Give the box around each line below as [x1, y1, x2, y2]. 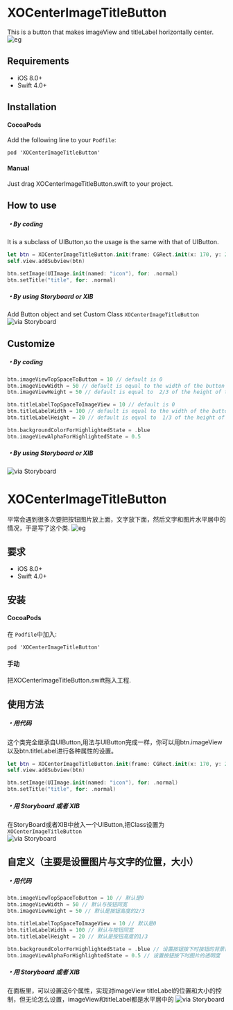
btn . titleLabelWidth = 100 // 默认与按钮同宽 [7, 926, 134, 934]
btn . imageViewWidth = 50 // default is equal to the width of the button [7, 382, 225, 389]
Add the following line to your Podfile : [7, 136, 116, 144]
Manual [7, 164, 30, 172]
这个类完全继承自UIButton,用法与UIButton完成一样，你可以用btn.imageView [7, 737, 223, 746]
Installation [7, 101, 57, 113]
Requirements [7, 55, 69, 67]
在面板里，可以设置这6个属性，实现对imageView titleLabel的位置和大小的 [7, 986, 216, 995]
